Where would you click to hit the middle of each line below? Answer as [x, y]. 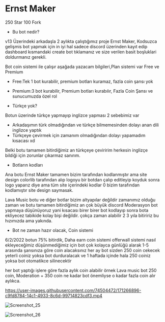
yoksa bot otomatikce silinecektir [39, 261]
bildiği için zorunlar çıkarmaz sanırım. [43, 155]
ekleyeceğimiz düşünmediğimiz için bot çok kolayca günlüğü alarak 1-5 [77, 245]
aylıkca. [13, 281]
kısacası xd [24, 141]
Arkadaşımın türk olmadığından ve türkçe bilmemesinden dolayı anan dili [85, 125]
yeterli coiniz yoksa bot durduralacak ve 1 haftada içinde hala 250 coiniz [78, 255]
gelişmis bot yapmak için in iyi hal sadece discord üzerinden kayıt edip [76, 46]
